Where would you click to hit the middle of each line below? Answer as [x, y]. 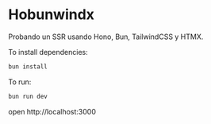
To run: [20, 82]
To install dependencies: [48, 52]
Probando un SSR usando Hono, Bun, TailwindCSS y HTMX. [106, 37]
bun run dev [28, 96]
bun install [28, 66]
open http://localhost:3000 [52, 111]
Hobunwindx [52, 15]
